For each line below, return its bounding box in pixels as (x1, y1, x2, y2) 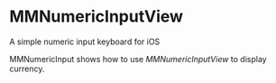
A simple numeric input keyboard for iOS (9, 36, 161, 47)
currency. (9, 63, 45, 74)
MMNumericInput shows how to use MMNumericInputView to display (9, 53, 268, 64)
